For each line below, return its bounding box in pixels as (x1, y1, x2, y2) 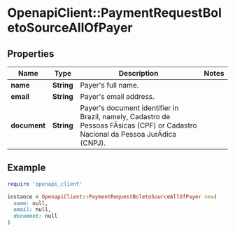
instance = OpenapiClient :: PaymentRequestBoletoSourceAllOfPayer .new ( (7, 193, 218, 200)
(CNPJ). (80, 138, 106, 148)
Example (7, 162, 46, 174)
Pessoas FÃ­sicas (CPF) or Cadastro (80, 121, 197, 130)
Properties (7, 48, 55, 60)
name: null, (13, 200, 49, 207)
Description (118, 69, 159, 78)
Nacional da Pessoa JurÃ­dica (80, 130, 177, 139)
